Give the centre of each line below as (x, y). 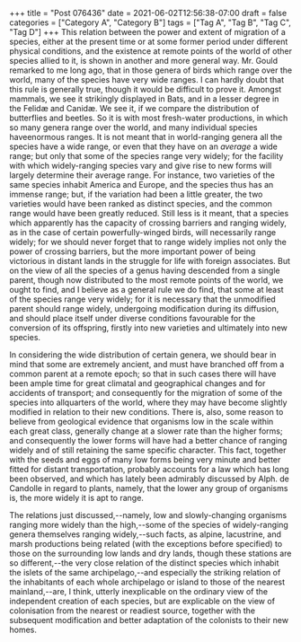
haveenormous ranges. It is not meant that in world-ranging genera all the (146, 137)
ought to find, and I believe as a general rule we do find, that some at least (147, 290)
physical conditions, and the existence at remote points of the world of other (150, 51)
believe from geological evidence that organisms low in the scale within (142, 422)
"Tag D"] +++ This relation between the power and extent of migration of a (147, 32)
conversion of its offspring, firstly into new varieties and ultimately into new (148, 328)
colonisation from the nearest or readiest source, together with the (133, 611)
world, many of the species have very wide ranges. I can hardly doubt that (147, 79)
